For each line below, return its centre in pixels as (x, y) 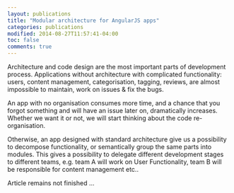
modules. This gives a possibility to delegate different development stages (116, 154)
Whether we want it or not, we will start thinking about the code (100, 118)
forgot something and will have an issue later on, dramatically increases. (112, 111)
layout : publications (39, 14)
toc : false (23, 40)
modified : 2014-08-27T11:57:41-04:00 (63, 34)
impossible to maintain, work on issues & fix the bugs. (86, 89)
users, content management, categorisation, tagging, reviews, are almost (114, 82)
